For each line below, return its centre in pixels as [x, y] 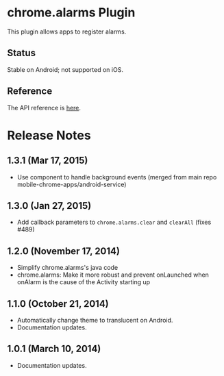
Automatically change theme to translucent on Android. [95, 320]
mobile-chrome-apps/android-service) [72, 184]
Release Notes [49, 135]
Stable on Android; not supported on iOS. [65, 69]
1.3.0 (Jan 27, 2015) [49, 206]
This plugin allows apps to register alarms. [67, 32]
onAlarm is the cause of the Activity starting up [84, 282]
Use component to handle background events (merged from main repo [117, 177]
